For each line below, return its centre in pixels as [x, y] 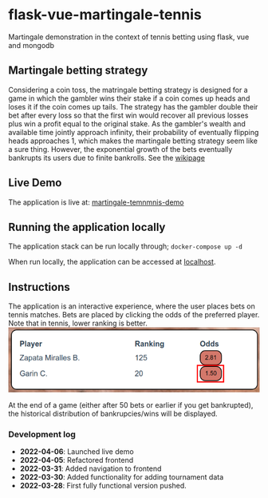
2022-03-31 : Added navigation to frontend [91, 468]
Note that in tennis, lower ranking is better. [78, 323]
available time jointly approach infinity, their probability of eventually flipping [134, 132]
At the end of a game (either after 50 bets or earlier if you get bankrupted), [131, 404]
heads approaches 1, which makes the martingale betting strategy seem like [133, 141]
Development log [42, 434]
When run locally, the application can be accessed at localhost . [112, 262]
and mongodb [31, 45]
